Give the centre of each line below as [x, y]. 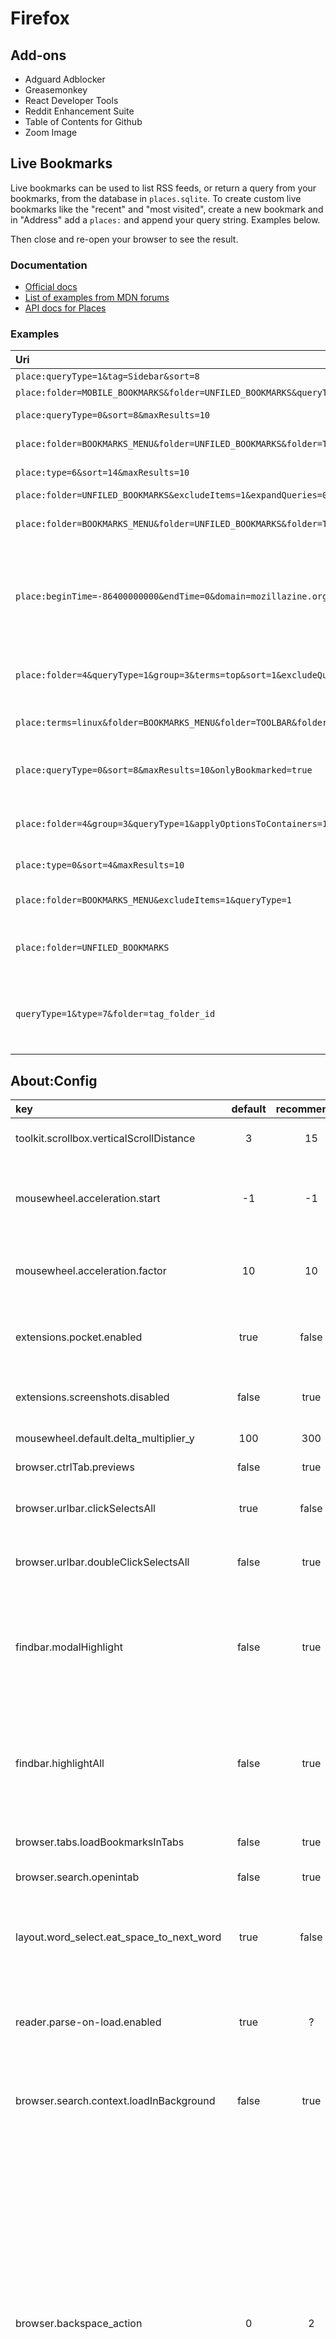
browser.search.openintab [77, 1877]
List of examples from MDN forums [97, 298]
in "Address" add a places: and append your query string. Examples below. [165, 219]
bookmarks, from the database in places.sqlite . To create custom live [156, 198]
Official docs [51, 287]
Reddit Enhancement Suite [79, 111]
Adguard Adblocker [65, 79]
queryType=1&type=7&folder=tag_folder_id [115, 1014]
